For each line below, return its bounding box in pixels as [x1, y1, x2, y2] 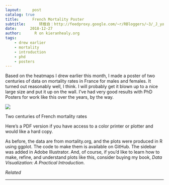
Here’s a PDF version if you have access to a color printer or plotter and [5, 123, 153, 129]
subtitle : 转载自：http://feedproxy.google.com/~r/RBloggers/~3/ [5, 21, 153, 27]
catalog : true [5, 12, 35, 17]
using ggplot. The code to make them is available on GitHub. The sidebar [5, 144, 156, 150]
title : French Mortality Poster [5, 17, 84, 22]
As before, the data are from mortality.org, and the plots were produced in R [5, 138, 162, 144]
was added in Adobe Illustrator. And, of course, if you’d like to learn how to [5, 149, 160, 155]
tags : [5, 36, 17, 41]
